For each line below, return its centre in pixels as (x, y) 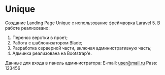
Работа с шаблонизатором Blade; (47, 42)
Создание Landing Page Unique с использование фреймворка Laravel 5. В (82, 23)
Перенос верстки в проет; (40, 37)
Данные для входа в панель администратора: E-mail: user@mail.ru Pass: (81, 63)
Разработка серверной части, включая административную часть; (82, 48)
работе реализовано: (28, 28)
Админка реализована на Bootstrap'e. (52, 53)
